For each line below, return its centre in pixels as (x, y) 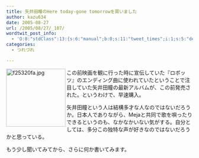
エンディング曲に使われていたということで (134, 80)
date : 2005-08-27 (28, 22)
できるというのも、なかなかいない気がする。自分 (126, 122)
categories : (21, 45)
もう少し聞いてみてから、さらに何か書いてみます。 (68, 149)
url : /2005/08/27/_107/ (36, 28)
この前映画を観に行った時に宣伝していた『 (118, 73)
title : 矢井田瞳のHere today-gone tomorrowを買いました (72, 11)
